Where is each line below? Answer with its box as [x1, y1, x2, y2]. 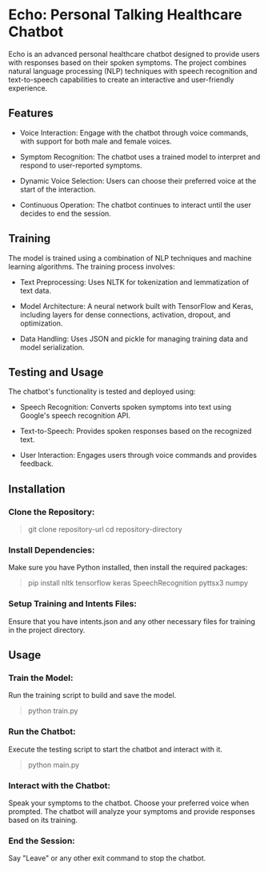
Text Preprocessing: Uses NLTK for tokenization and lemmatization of [19, 277, 250, 286]
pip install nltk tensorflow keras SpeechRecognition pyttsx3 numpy [27, 578, 249, 588]
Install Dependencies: [8, 544, 95, 555]
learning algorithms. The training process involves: [8, 261, 175, 271]
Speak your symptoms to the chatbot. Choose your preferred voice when [8, 798, 250, 808]
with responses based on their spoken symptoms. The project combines [8, 58, 246, 67]
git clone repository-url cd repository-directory [27, 525, 182, 534]
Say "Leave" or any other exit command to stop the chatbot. [8, 853, 206, 863]
